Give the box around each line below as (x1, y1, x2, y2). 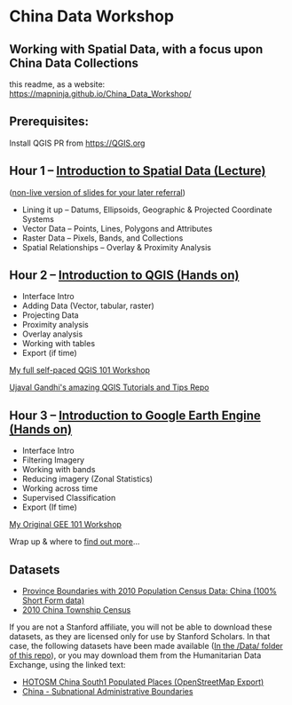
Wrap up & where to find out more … (9, 536, 140, 547)
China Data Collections (9, 55, 139, 70)
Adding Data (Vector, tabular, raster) (21, 300, 155, 312)
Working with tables (21, 338, 96, 349)
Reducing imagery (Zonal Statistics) (21, 473, 154, 485)
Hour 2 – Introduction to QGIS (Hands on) (9, 268, 240, 283)
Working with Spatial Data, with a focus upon (9, 42, 264, 57)
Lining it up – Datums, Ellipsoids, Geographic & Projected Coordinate (21, 204, 272, 215)
